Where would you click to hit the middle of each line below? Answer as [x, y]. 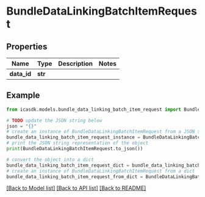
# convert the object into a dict [50, 159]
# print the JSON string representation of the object [77, 143]
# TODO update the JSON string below [54, 120]
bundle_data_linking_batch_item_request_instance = [73, 137]
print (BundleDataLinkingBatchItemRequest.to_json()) [75, 149]
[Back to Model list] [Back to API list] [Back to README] [76, 188]
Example [23, 95]
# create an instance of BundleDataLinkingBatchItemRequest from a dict [101, 171]
